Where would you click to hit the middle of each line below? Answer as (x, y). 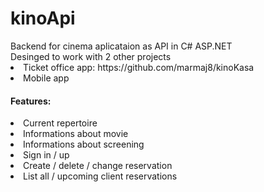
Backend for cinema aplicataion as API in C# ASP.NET (121, 46)
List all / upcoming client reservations (100, 176)
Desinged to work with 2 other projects (91, 56)
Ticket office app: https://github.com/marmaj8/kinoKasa (139, 67)
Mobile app (46, 78)
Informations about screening (84, 144)
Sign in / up (46, 155)
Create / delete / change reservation (98, 166)
